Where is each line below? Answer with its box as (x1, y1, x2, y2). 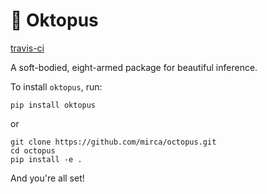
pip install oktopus (10, 100, 97, 110)
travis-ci (10, 42, 45, 54)
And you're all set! (10, 172, 85, 184)
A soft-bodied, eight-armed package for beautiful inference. (10, 61, 258, 73)
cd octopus (10, 145, 56, 156)
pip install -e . (10, 154, 83, 164)
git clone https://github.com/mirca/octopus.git (10, 137, 217, 147)
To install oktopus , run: (10, 80, 103, 93)
